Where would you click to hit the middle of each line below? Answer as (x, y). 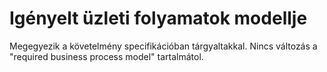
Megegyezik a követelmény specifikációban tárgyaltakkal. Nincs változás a (163, 46)
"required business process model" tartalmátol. (106, 56)
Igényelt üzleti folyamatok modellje (158, 18)
